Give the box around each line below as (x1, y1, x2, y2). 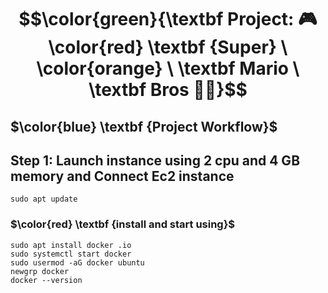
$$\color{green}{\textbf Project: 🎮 (18, 8, 318, 31)
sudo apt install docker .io (10, 240, 132, 250)
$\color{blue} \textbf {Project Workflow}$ (10, 118, 278, 135)
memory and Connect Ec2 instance (10, 167, 235, 185)
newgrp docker (10, 266, 70, 276)
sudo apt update (10, 194, 78, 205)
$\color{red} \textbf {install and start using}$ (10, 217, 236, 231)
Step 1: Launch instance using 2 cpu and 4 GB (10, 152, 301, 169)
